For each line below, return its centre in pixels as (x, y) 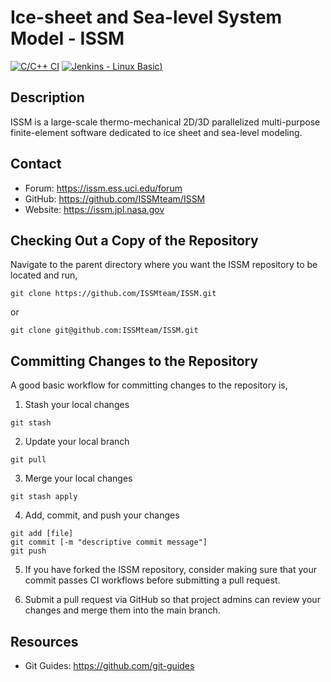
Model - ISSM (67, 38)
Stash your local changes (77, 405)
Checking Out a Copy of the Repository (134, 240)
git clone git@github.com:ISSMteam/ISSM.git (104, 331)
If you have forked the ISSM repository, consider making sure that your (170, 570)
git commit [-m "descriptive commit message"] (109, 542)
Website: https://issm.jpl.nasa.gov (94, 209)
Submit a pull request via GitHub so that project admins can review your (172, 600)
